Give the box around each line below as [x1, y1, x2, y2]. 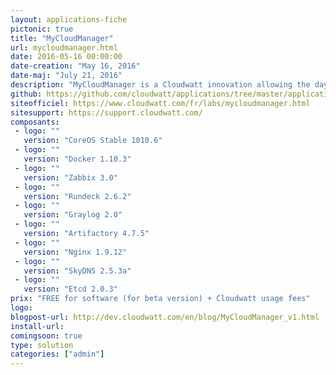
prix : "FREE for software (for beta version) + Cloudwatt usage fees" [10, 294, 311, 304]
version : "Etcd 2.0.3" [23, 284, 118, 295]
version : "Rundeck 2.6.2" [23, 191, 132, 201]
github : [10, 89, 43, 99]
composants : [10, 117, 60, 127]
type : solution [10, 340, 74, 350]
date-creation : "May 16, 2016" [10, 61, 141, 71]
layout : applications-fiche [10, 14, 128, 25]
